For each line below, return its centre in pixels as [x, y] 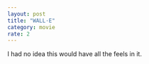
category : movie [31, 27]
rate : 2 [19, 34]
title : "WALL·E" [31, 21]
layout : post [27, 14]
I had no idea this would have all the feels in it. [74, 54]
